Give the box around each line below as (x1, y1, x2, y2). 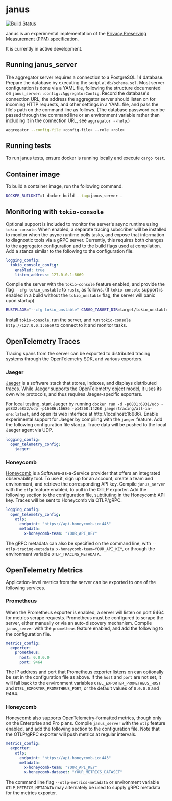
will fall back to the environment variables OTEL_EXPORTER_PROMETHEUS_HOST (6, 680, 161, 686)
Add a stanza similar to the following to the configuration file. (6, 248, 134, 254)
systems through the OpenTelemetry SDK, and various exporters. (6, 356, 143, 362)
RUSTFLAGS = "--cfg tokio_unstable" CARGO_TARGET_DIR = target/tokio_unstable (6, 307, 168, 312)
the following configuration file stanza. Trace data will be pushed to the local (6, 422, 166, 428)
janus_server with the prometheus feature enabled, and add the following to (6, 625, 163, 632)
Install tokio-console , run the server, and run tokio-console (6, 317, 131, 323)
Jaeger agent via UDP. (6, 427, 53, 433)
